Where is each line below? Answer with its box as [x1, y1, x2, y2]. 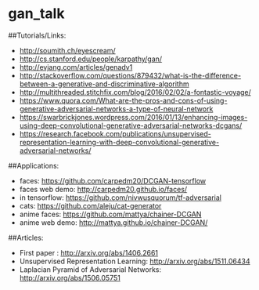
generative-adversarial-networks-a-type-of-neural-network [19, 103, 214, 114]
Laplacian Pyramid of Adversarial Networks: [19, 264, 162, 274]
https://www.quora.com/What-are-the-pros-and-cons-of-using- [19, 96, 228, 105]
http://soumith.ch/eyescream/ [19, 45, 116, 55]
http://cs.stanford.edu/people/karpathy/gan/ [19, 54, 163, 63]
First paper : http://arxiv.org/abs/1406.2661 [19, 248, 159, 257]
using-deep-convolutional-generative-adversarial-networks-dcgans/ [19, 121, 243, 130]
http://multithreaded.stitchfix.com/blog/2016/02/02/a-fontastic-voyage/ [19, 87, 252, 96]
